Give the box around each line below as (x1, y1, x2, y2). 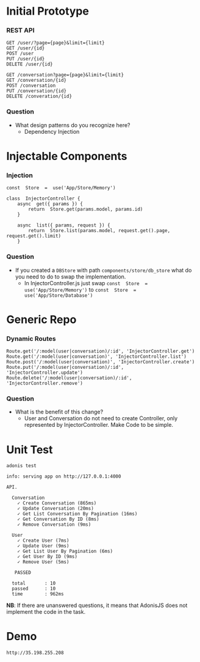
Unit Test (6, 443, 53, 456)
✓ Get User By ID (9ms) (17, 554, 78, 560)
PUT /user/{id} (6, 56, 45, 62)
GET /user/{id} (6, 45, 45, 51)
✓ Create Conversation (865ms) (17, 500, 97, 506)
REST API (6, 26, 35, 35)
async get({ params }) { (17, 201, 84, 207)
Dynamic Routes (6, 334, 56, 343)
